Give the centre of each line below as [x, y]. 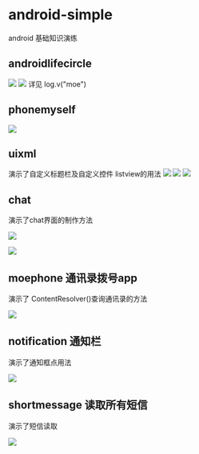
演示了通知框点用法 [40, 362]
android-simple [61, 15]
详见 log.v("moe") [57, 84]
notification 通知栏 [55, 341]
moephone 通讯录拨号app [73, 278]
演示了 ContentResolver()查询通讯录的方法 [78, 299]
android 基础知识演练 [43, 38]
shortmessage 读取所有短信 [78, 405]
